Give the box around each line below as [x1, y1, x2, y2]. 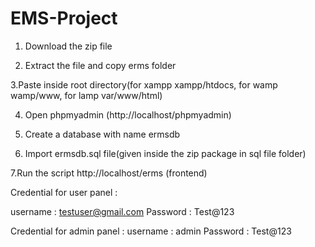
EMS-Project [10, 7, 118, 30]
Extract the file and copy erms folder [24, 59, 177, 71]
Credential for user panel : [10, 186, 118, 198]
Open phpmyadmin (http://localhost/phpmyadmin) [24, 108, 232, 121]
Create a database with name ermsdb [24, 128, 181, 140]
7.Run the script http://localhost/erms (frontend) [10, 167, 208, 179]
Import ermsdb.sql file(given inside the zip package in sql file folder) [24, 147, 307, 159]
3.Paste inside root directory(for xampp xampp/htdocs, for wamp [10, 78, 278, 91]
